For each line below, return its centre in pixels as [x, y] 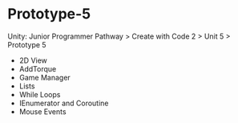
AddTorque [38, 68]
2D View [33, 60]
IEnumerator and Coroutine [64, 103]
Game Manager [45, 77]
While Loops [40, 94]
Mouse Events [42, 111]
